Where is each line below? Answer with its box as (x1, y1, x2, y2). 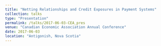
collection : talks (5, 11, 42, 16)
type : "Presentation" (5, 16, 49, 21)
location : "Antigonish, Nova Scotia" (5, 34, 81, 39)
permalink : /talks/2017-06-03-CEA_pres (5, 20, 86, 25)
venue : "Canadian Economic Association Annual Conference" (5, 25, 127, 30)
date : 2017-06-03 (5, 29, 40, 34)
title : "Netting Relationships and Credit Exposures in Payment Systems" (5, 7, 157, 12)
